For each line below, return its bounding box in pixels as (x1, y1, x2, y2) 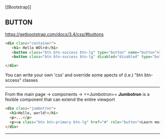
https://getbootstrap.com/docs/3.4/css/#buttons (5, 31, 104, 37)
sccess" (5, 77, 22, 83)
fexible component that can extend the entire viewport (5, 96, 115, 102)
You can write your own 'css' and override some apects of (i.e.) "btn (5, 72, 143, 78)
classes (22, 77, 38, 83)
